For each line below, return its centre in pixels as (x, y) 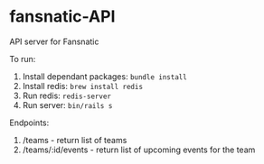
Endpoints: (29, 123)
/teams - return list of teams (75, 140)
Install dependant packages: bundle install (104, 76)
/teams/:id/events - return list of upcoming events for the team (139, 150)
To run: (23, 59)
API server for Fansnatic (54, 41)
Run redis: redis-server (66, 96)
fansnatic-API (62, 17)
